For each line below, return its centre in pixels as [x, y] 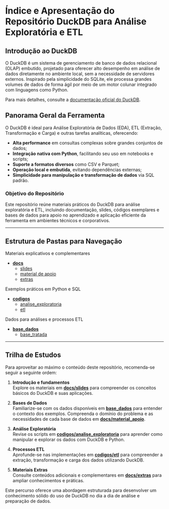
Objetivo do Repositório [35, 193]
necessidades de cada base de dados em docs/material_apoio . [79, 419]
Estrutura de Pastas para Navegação [64, 241]
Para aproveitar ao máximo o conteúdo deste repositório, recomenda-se [80, 367]
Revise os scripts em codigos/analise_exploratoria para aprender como [88, 434]
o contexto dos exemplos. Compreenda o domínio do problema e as [83, 414]
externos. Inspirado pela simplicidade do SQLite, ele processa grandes [78, 79]
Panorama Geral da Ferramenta [55, 115]
